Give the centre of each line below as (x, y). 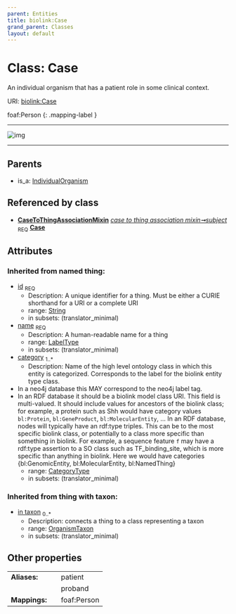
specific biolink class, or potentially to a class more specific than (111, 433)
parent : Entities (33, 14)
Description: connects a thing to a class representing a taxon (116, 520)
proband (75, 588)
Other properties (45, 558)
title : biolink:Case (38, 20)
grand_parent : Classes (40, 27)
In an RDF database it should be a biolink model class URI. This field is (119, 396)
